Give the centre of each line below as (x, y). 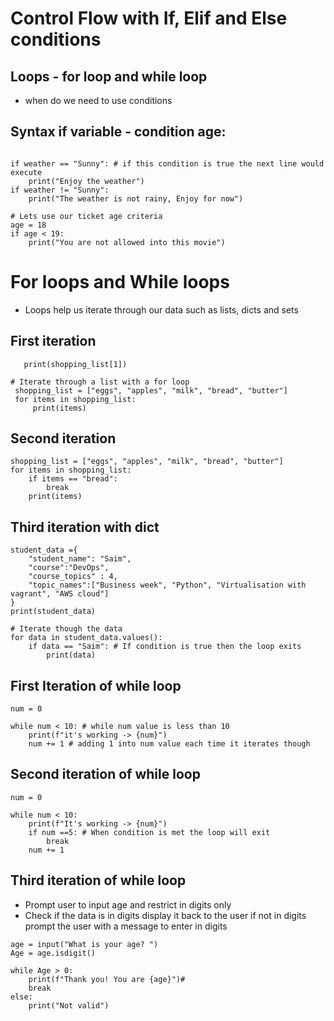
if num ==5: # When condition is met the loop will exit (149, 832)
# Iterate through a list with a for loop (100, 382)
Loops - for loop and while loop (109, 76)
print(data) (71, 655)
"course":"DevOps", (69, 568)
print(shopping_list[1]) (75, 364)
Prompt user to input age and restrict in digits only (128, 904)
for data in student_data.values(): (86, 638)
